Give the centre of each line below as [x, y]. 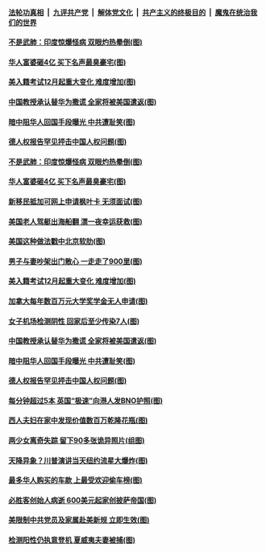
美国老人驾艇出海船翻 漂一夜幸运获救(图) [75, 221]
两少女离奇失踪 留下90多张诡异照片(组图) [77, 441]
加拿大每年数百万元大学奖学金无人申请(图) [78, 301]
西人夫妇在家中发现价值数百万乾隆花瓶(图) [78, 420]
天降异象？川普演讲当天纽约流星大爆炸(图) [78, 460]
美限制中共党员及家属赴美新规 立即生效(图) [79, 520]
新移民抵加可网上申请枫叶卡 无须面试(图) [75, 201]
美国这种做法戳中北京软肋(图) [57, 241]
